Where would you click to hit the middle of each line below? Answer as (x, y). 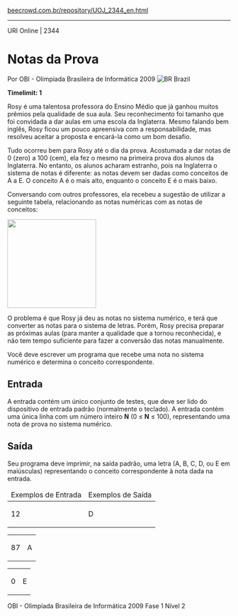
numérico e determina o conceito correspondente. (81, 362)
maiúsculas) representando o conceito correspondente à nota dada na (110, 471)
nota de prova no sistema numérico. (60, 424)
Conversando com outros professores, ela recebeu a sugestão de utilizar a (116, 194)
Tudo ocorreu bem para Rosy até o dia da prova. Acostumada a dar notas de (119, 150)
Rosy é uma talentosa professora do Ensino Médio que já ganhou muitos (113, 106)
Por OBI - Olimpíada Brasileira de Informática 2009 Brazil (99, 79)
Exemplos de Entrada (46, 495)
